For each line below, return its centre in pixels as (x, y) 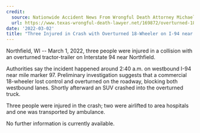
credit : (16, 12)
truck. (13, 94)
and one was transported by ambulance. (56, 112)
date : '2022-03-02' (30, 28)
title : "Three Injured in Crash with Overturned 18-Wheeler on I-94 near (100, 34)
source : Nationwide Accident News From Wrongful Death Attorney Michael (104, 17)
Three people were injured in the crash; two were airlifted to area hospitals (98, 106)
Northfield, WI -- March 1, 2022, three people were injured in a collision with (99, 51)
